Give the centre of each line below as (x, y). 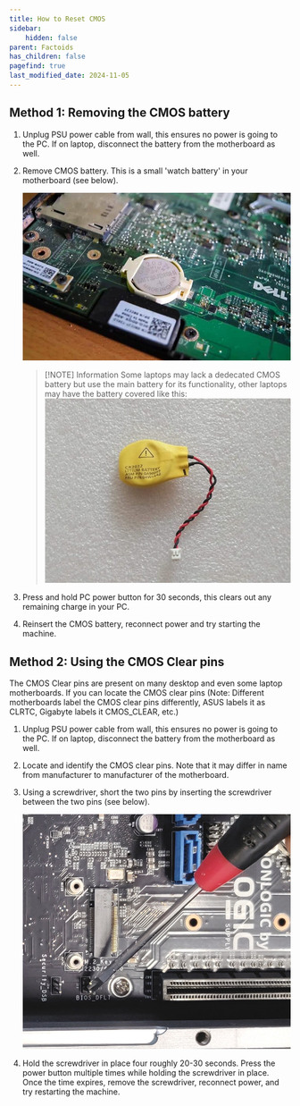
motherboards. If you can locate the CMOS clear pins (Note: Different (137, 692)
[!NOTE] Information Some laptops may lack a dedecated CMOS (162, 375)
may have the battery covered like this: (116, 393)
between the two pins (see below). (86, 801)
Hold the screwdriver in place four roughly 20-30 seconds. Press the (149, 1063)
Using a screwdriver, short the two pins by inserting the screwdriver (147, 792)
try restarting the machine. (71, 1092)
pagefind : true (37, 66)
